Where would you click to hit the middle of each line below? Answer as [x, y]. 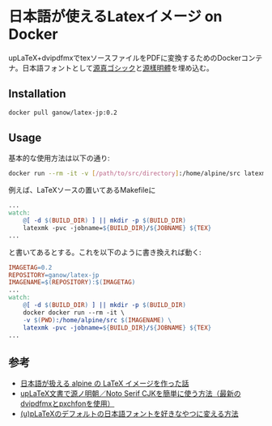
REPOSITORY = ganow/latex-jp [54, 275]
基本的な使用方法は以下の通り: [59, 158]
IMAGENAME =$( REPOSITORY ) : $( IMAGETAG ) [72, 283]
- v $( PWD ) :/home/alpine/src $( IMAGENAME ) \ [98, 320]
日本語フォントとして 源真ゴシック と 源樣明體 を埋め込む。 [118, 68]
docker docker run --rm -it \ [74, 313]
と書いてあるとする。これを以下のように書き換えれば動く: [105, 252]
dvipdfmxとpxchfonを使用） [67, 404]
